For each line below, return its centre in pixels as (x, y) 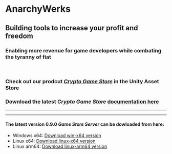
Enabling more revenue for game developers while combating (83, 50)
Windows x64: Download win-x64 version (57, 136)
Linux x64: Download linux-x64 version (54, 141)
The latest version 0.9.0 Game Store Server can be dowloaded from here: (85, 124)
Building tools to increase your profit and (72, 28)
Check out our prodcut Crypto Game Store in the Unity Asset (82, 81)
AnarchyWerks (38, 9)
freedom (19, 36)
